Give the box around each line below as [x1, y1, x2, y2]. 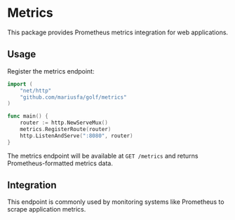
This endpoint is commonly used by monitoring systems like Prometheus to [7, 198, 224, 206]
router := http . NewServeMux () [20, 119, 109, 127]
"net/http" [20, 87, 52, 94]
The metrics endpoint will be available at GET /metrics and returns [7, 151, 199, 160]
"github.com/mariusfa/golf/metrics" [20, 93, 128, 101]
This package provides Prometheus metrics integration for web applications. [7, 28, 229, 36]
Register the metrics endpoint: [7, 67, 95, 75]
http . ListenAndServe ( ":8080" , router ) [20, 132, 133, 139]
